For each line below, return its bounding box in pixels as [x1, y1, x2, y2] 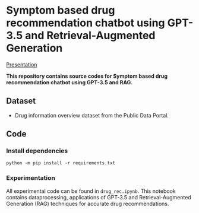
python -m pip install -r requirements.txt [6, 160, 116, 166]
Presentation [6, 61, 37, 68]
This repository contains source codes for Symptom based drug [6, 72, 168, 80]
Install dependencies [6, 147, 68, 155]
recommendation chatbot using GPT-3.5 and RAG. [6, 78, 133, 86]
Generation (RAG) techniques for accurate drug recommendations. [6, 200, 169, 207]
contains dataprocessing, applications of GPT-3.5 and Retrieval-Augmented [6, 193, 191, 201]
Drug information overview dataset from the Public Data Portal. [14, 112, 169, 119]
